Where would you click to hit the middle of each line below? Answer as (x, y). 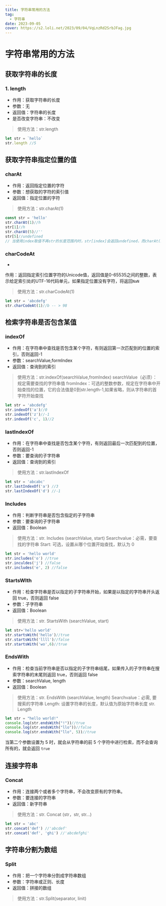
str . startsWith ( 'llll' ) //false (37, 640)
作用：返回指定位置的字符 (38, 186)
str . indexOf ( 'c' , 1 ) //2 (30, 419)
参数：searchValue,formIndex (42, 361)
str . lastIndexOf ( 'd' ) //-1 (33, 491)
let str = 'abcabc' (25, 482)
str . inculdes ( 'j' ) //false (33, 563)
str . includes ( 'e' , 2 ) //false (36, 568)
